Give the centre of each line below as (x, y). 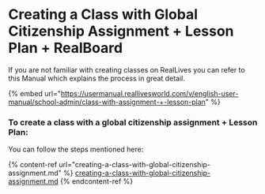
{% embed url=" (35, 93)
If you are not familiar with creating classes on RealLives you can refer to (127, 69)
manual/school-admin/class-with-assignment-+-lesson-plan (107, 102)
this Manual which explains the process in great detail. (97, 78)
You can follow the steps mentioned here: (76, 149)
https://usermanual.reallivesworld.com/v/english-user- (150, 93)
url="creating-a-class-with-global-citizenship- (135, 165)
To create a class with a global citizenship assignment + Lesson (133, 122)
